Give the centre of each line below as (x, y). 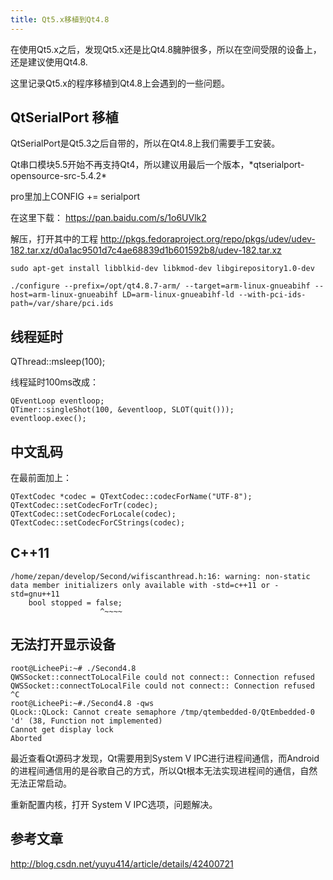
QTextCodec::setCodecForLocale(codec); (93, 514)
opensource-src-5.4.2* (59, 176)
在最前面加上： (41, 478)
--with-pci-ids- (272, 295)
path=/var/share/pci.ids (62, 304)
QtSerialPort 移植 (64, 117)
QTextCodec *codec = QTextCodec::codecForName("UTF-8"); (131, 497)
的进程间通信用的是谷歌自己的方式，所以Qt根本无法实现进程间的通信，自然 (164, 770)
